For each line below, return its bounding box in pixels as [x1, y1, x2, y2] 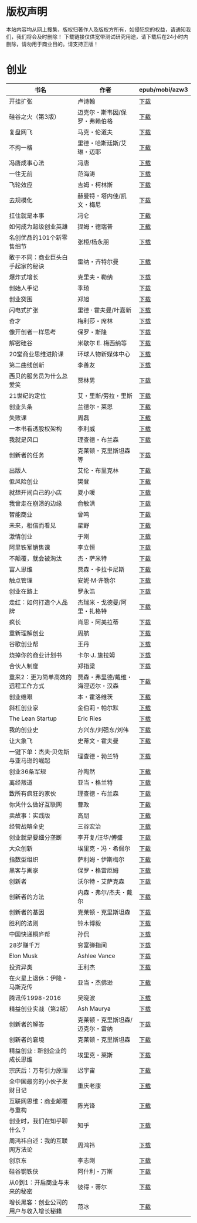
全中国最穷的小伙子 [9, 1077, 63, 1085]
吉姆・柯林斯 [77, 180, 113, 189]
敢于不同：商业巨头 [9, 253, 63, 261]
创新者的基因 [9, 908, 45, 916]
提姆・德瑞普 [77, 222, 113, 230]
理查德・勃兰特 [77, 752, 119, 760]
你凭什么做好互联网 [9, 800, 63, 809]
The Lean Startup [9, 714, 57, 723]
